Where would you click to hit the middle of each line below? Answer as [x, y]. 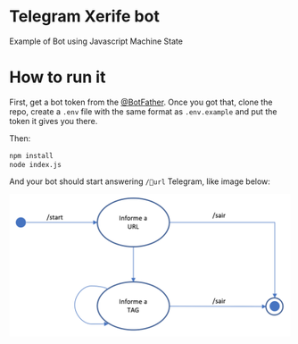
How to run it [58, 77]
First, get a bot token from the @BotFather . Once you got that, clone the [141, 102]
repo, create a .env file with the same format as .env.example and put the [143, 111]
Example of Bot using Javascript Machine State [96, 41]
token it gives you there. [54, 121]
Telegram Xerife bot [85, 17]
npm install [31, 155]
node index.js [36, 164]
